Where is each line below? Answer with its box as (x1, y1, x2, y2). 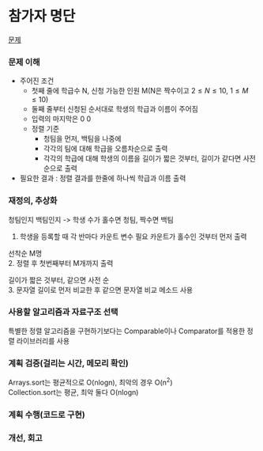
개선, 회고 (8, 432, 43, 443)
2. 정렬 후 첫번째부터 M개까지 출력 (8, 258, 114, 267)
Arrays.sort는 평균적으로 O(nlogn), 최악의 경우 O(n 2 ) (8, 377, 173, 387)
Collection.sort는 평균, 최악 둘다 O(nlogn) (8, 387, 139, 396)
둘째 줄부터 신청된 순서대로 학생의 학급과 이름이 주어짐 (31, 104, 199, 114)
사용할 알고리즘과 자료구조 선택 (8, 306, 118, 317)
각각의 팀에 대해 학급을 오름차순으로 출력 (43, 144, 168, 153)
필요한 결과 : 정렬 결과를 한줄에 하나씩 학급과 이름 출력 (19, 173, 186, 183)
